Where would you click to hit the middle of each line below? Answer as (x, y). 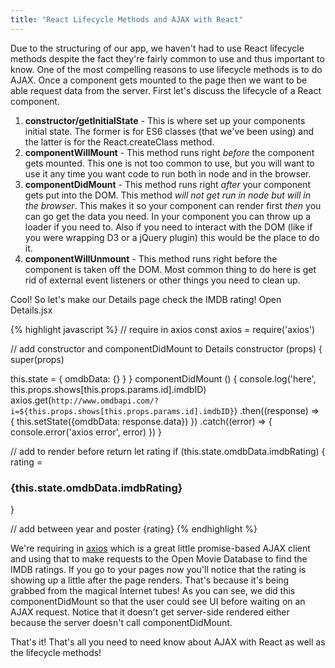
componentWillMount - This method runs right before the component (169, 152)
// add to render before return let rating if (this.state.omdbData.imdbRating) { (168, 451)
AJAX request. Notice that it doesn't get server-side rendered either (150, 612)
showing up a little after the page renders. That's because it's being (150, 580)
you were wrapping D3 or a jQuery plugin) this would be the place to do (172, 237)
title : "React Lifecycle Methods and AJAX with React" (127, 19)
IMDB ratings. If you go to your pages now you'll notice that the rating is (158, 569)
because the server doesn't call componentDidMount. (121, 622)
